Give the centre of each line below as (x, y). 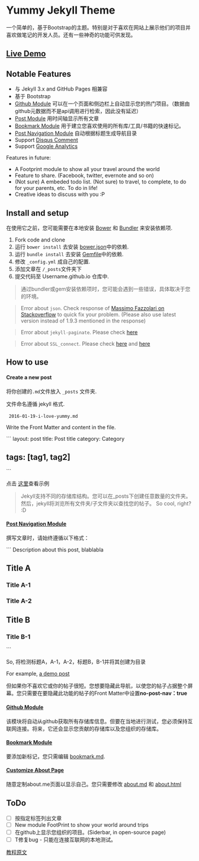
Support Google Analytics (46, 146)
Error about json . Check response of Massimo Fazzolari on (92, 308)
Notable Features (38, 74)
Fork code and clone (40, 240)
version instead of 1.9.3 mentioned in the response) (83, 321)
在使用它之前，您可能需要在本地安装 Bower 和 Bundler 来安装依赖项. (89, 228)
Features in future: (29, 158)
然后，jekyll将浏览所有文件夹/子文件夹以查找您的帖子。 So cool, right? (106, 504)
